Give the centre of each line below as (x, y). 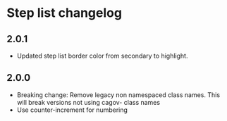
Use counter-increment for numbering (72, 110)
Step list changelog (65, 13)
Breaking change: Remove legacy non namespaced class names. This (118, 95)
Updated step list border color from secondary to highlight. (102, 56)
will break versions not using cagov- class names (88, 102)
